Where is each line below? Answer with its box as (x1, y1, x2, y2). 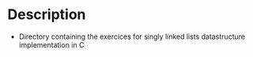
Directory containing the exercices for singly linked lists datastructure (18, 32, 246, 41)
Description (7, 6, 86, 24)
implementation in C (18, 40, 85, 49)
